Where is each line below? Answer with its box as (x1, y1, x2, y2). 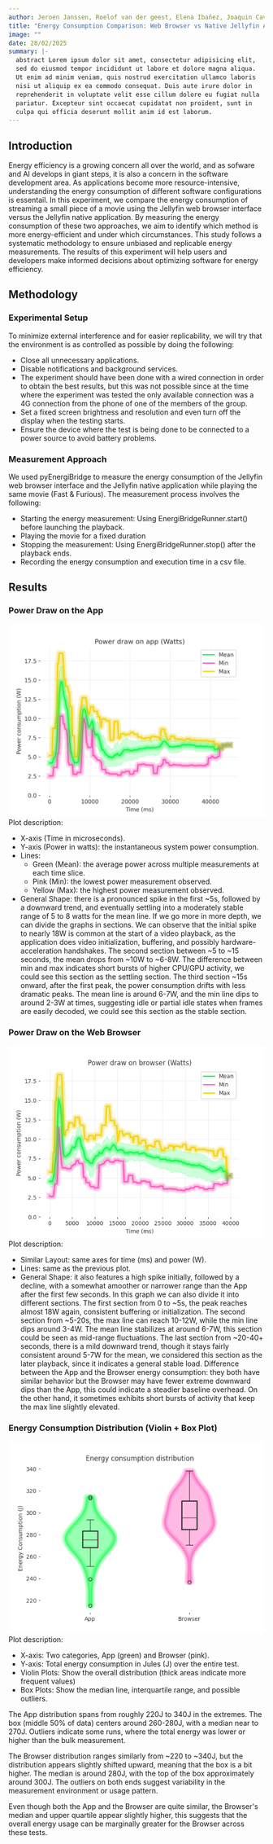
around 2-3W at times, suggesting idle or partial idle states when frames (19, 998, 263, 1008)
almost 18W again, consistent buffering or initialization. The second (19, 1307, 245, 1317)
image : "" (8, 30, 42, 38)
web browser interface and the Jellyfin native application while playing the (8, 481, 258, 490)
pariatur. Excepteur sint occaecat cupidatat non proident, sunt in (15, 99, 253, 108)
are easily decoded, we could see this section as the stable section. (19, 1006, 247, 1016)
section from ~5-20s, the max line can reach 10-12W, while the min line (19, 1315, 258, 1325)
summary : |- (8, 47, 49, 56)
